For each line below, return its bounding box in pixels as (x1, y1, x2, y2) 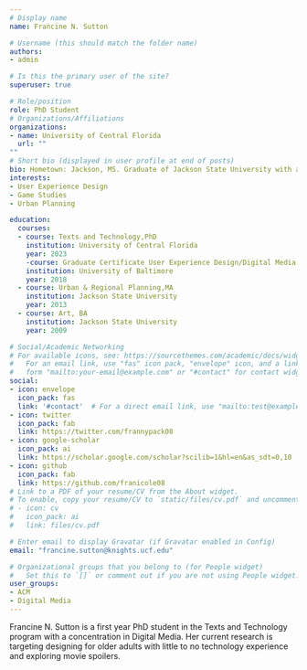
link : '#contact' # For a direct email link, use (17, 401, 215, 411)
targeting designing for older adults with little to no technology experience (9, 641, 289, 652)
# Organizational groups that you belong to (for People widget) (9, 562, 263, 571)
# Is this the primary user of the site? (9, 72, 170, 81)
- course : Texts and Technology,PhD (17, 232, 157, 242)
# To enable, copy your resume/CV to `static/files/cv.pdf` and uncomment (9, 495, 301, 505)
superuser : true (9, 80, 71, 90)
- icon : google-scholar (9, 436, 101, 445)
